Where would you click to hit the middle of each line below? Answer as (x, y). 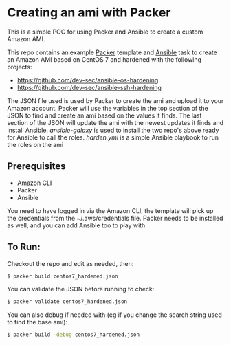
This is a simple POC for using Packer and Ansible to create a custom (105, 32)
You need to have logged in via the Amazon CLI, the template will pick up (110, 210)
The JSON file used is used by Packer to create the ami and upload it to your (115, 100)
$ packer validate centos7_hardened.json (67, 302)
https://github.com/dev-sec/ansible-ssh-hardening (89, 87)
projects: (20, 67)
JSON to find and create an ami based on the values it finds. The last (104, 115)
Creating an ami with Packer (89, 13)
